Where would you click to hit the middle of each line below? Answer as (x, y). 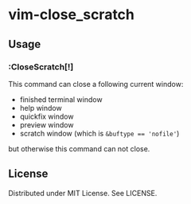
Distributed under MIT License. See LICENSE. (83, 193)
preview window (47, 124)
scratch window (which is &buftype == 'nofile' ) (99, 133)
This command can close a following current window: (96, 84)
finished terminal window (61, 99)
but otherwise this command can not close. (79, 148)
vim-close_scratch (72, 15)
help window (41, 108)
